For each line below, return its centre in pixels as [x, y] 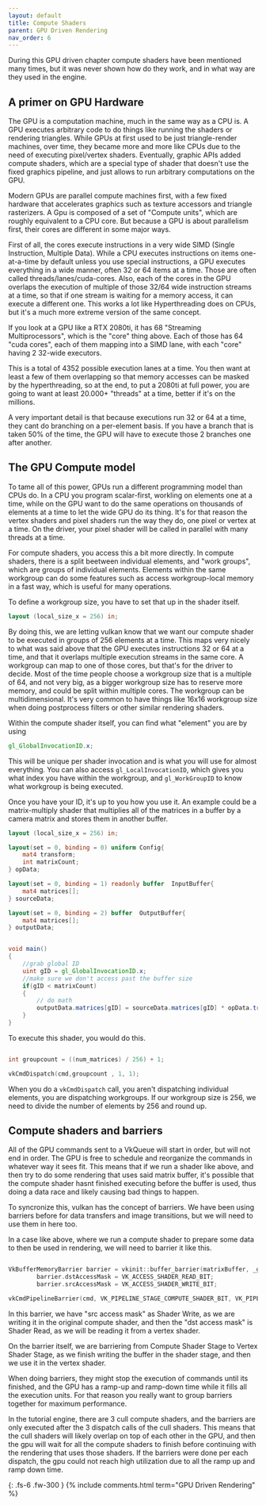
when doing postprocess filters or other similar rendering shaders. [116, 707]
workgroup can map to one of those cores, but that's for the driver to [121, 665]
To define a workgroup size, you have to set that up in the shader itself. [124, 602]
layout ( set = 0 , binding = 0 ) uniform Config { [86, 847]
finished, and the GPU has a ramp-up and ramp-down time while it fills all [128, 1387]
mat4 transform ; [49, 855]
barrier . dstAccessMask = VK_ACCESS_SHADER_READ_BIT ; [125, 1277]
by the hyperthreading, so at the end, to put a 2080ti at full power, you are [129, 385]
